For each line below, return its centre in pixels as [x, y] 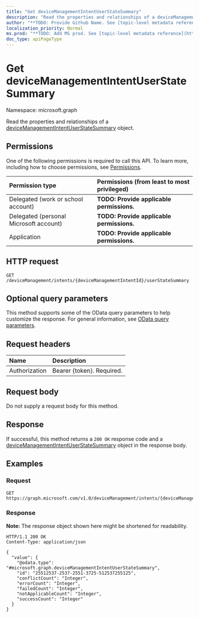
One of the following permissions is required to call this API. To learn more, [97, 161]
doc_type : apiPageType [34, 39]
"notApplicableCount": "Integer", [59, 594]
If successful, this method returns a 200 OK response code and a [84, 438]
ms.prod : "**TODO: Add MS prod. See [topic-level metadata [81, 34]
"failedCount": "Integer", [50, 588]
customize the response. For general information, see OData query [88, 319]
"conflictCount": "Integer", [53, 578]
